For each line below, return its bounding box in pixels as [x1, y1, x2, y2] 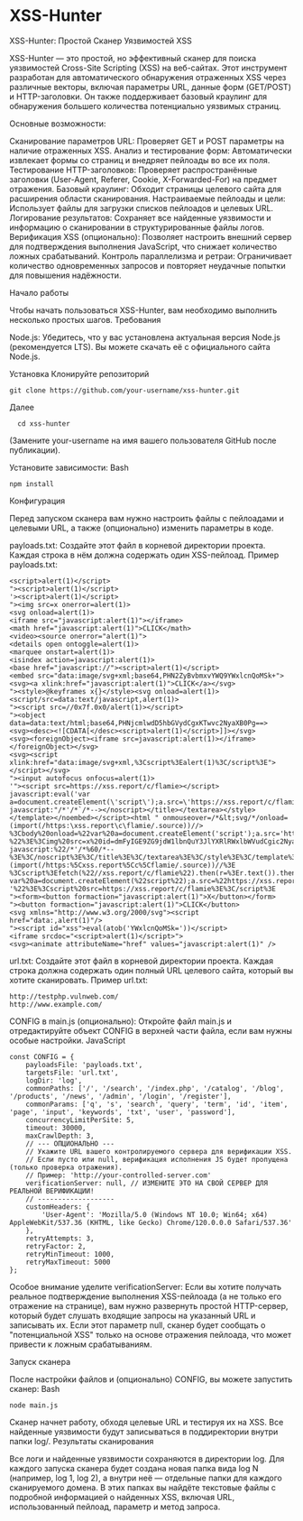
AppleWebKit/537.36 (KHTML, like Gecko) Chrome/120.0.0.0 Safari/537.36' [9, 1218, 293, 1227]
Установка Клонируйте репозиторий [9, 368, 150, 379]
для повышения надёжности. [9, 270, 122, 281]
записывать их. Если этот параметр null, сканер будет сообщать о [9, 1319, 266, 1331]
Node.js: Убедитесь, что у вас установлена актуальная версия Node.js [9, 331, 281, 343]
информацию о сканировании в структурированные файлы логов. [9, 222, 265, 233]
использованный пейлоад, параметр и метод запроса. [9, 1501, 221, 1512]
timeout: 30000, [25, 1123, 87, 1132]
